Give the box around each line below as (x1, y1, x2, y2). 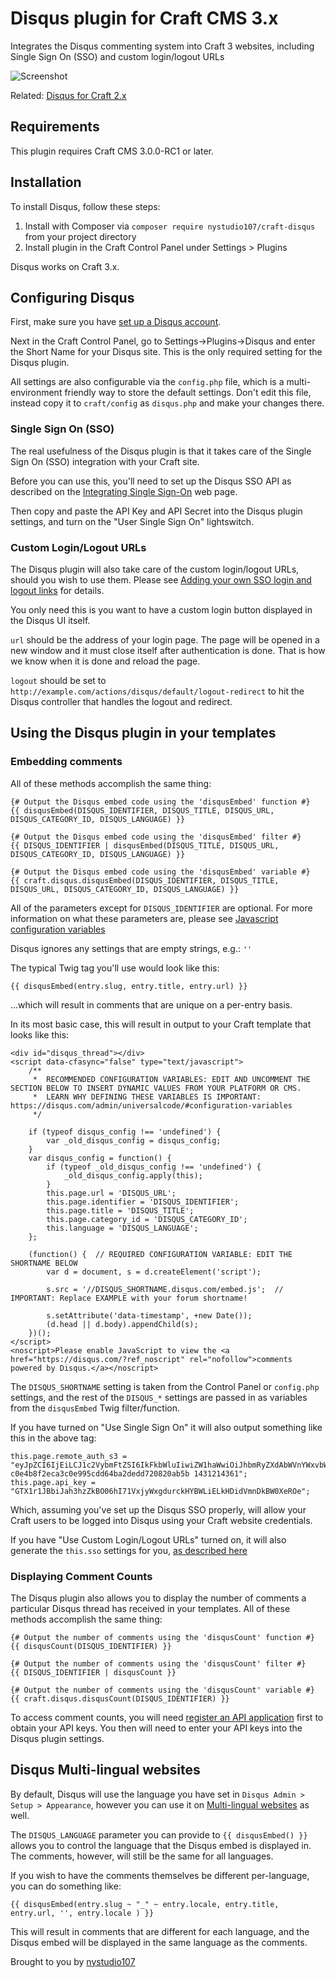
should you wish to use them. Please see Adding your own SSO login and (10, 573, 312, 586)
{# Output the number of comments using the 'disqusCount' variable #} (10, 1685, 315, 1695)
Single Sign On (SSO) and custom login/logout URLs (10, 50, 225, 62)
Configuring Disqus (10, 289, 135, 306)
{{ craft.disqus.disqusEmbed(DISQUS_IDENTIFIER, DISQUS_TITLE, (10, 875, 280, 886)
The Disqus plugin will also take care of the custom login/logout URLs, (10, 563, 300, 575)
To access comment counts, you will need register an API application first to (10, 1711, 324, 1723)
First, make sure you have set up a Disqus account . (10, 316, 222, 328)
